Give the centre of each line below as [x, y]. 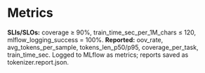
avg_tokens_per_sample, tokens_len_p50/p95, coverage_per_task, [103, 47]
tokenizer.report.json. [38, 62]
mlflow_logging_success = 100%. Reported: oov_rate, [85, 39]
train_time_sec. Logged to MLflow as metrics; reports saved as [98, 55]
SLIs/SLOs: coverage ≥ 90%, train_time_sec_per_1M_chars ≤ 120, [102, 32]
